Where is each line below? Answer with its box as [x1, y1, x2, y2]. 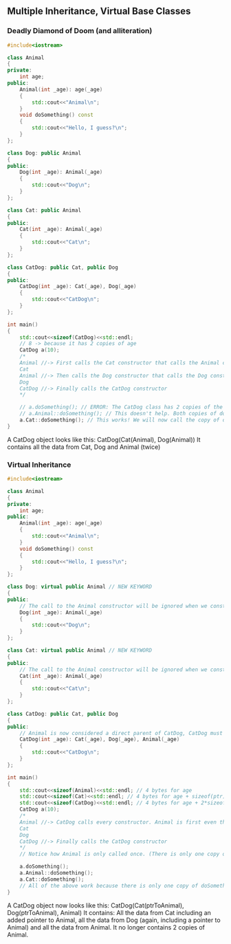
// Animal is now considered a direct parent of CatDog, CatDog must [19, 729, 223, 736]
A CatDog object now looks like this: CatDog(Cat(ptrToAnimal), [7, 901, 184, 910]
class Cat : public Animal [7, 206, 81, 214]
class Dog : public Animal [7, 149, 81, 157]
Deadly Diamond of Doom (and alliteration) [7, 26, 153, 36]
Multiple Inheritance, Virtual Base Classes [7, 6, 191, 17]
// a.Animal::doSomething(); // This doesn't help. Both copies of [19, 410, 217, 417]
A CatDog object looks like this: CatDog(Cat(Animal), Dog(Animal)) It [7, 435, 201, 443]
